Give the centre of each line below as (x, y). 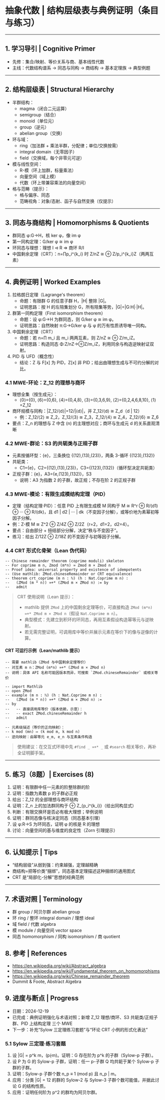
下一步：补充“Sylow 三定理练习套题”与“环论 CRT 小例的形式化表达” (80, 1029)
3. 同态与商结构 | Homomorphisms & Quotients (77, 222)
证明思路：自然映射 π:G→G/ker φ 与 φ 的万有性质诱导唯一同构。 (84, 326)
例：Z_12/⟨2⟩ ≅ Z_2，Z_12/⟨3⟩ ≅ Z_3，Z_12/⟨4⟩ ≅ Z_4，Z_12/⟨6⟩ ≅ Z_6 (89, 417)
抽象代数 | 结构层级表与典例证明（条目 (82, 11)
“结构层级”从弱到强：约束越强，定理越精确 (55, 865)
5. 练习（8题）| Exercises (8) (50, 774)
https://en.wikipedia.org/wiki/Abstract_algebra (59, 966)
